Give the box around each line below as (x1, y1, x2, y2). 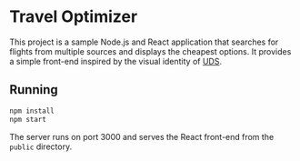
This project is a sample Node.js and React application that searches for (9, 36, 279, 47)
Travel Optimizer (9, 6, 138, 27)
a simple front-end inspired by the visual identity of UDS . (9, 55, 223, 66)
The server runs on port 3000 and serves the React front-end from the (9, 131, 275, 142)
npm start (9, 115, 47, 124)
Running (9, 82, 59, 97)
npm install (9, 106, 55, 116)
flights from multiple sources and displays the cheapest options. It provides (9, 45, 292, 56)
